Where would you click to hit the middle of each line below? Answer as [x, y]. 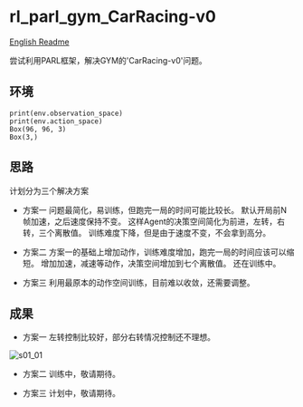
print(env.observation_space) [66, 113]
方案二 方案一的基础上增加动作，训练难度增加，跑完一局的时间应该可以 [154, 252]
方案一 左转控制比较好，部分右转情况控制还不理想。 [118, 337]
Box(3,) [24, 137]
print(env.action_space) [56, 121]
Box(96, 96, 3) [38, 129]
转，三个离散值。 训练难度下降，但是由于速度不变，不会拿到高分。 [147, 232]
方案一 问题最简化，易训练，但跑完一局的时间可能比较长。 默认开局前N [155, 209]
